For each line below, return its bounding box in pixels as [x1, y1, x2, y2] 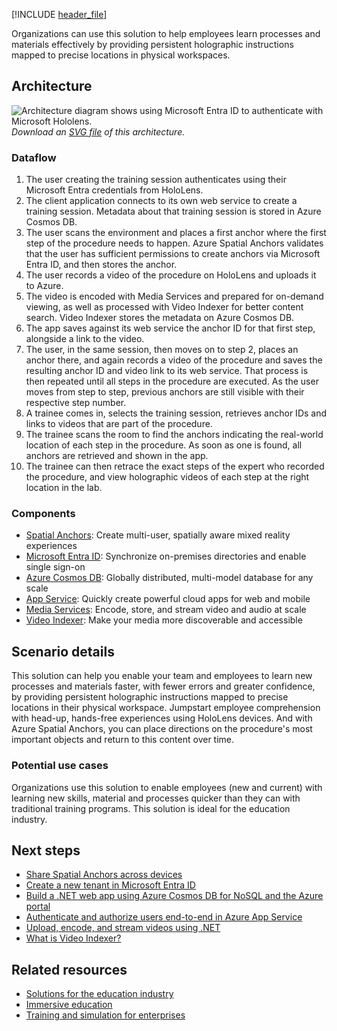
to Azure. [25, 280, 64, 292]
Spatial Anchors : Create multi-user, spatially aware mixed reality [25, 529, 291, 541]
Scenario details [11, 643, 115, 660]
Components [11, 507, 76, 521]
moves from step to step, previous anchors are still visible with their [25, 386, 305, 398]
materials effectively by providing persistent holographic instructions [11, 39, 294, 50]
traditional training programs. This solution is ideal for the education [11, 802, 291, 814]
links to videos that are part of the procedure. [25, 418, 213, 430]
